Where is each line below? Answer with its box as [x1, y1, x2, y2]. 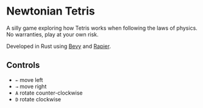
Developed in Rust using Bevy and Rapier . [6, 42, 112, 50]
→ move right [15, 83, 47, 90]
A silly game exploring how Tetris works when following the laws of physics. [6, 24, 198, 32]
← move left [15, 76, 43, 83]
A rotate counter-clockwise [15, 89, 83, 96]
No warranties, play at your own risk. [6, 30, 99, 38]
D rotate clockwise [15, 95, 62, 103]
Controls [6, 60, 40, 70]
